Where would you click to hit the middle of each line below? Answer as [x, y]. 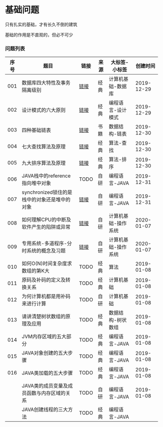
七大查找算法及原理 [44, 147]
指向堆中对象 [36, 183]
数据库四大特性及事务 [46, 83]
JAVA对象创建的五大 [45, 353]
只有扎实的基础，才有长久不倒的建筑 [41, 24]
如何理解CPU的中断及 [46, 220]
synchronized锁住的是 [47, 192]
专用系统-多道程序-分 [47, 243]
